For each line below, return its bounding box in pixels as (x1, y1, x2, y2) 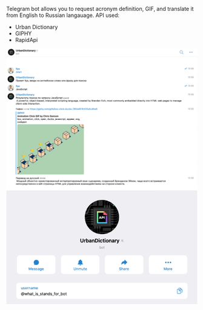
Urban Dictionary (15, 24, 58, 30)
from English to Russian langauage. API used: (6, 12, 120, 19)
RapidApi (15, 36, 38, 43)
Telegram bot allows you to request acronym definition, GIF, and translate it (6, 5, 194, 12)
